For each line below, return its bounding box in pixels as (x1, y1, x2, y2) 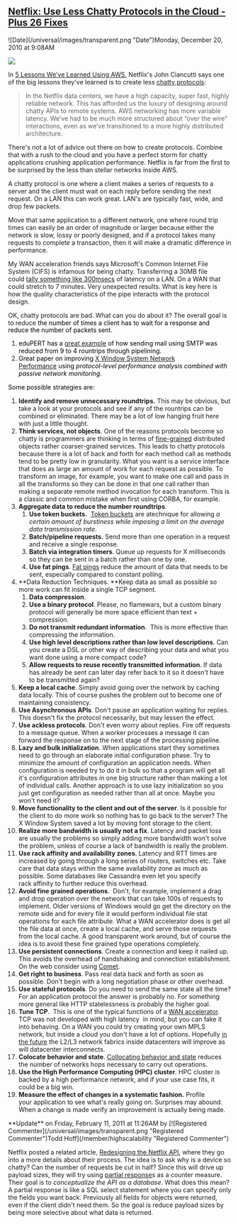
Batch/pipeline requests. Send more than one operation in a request (28, 532, 230, 541)
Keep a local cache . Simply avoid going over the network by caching (18, 683, 220, 691)
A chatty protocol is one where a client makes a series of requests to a (8, 179, 214, 187)
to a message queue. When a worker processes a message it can (18, 728, 210, 737)
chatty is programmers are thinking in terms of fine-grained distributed (18, 434, 225, 443)
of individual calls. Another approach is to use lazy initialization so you (18, 781, 224, 790)
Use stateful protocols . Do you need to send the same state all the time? (18, 984, 232, 993)
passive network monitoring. (18, 369, 102, 377)
